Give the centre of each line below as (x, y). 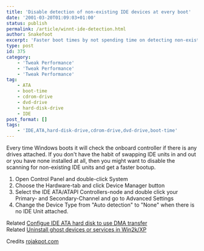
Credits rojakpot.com (32, 241)
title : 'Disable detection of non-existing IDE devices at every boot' (99, 12)
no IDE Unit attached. (42, 211)
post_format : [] (27, 119)
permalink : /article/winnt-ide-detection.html (66, 29)
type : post (20, 46)
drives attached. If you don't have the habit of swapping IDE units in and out (101, 154)
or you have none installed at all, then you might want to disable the (91, 161)
